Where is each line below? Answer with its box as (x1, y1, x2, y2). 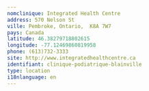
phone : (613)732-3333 (7, 49, 69, 55)
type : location (7, 67, 51, 74)
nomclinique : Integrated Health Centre (7, 10, 121, 17)
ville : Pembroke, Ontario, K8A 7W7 (7, 23, 111, 29)
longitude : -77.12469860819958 (7, 42, 96, 49)
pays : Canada (7, 29, 44, 36)
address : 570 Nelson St (7, 16, 75, 23)
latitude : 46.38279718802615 (7, 36, 90, 42)
